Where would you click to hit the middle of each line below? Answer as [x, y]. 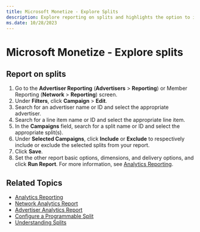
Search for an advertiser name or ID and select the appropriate [92, 107]
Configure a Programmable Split [54, 216]
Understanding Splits [40, 222]
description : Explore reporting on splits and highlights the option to [98, 17]
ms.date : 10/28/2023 [32, 23]
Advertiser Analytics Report [49, 210]
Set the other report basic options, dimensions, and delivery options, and [104, 158]
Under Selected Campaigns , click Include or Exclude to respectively [100, 139]
